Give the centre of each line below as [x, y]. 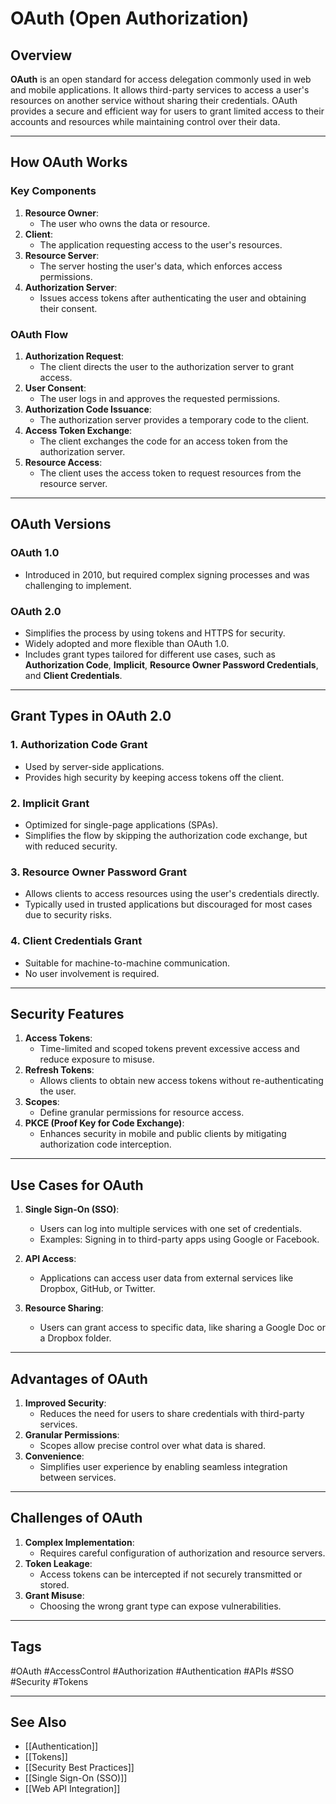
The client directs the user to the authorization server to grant [167, 366]
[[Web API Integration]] [72, 1789]
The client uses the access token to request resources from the [170, 473]
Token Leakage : [58, 1563]
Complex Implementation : [79, 1542]
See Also [38, 1722]
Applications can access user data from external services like [166, 1278]
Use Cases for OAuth [77, 1185]
